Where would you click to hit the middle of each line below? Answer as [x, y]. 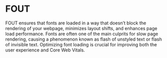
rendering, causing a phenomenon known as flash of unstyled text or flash [84, 39]
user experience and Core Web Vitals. [45, 50]
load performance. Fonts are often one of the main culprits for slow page [82, 34]
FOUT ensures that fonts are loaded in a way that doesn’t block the [76, 23]
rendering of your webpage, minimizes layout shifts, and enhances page [81, 28]
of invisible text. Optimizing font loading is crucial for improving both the [81, 44]
